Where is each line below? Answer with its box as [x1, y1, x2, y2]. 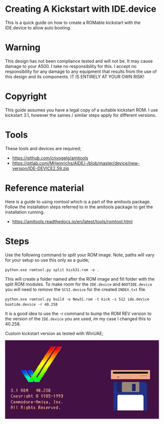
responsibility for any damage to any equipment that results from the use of [5, 68, 157, 74]
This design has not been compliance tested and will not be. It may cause [5, 58, 153, 64]
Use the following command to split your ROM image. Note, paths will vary [5, 252, 155, 258]
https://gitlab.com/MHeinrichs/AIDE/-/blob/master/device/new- [12, 160, 140, 166]
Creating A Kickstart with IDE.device [5, 3, 157, 15]
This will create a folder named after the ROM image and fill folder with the [5, 276, 155, 282]
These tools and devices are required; [5, 145, 82, 151]
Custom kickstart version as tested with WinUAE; [5, 330, 103, 336]
